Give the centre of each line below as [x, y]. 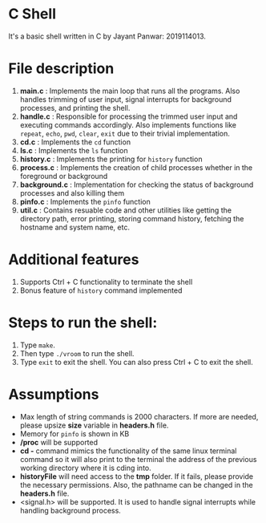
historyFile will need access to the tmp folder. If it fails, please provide [137, 476]
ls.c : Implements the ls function [74, 150]
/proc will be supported [59, 442]
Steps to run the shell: [83, 322]
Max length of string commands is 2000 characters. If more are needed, [139, 416]
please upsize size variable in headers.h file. [94, 425]
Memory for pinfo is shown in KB [75, 433]
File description [61, 69]
